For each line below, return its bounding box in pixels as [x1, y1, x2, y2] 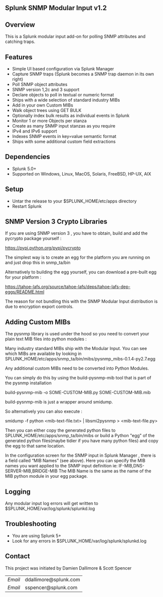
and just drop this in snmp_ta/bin [5, 260, 71, 265]
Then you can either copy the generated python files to [5, 427, 116, 433]
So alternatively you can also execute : [5, 408, 83, 415]
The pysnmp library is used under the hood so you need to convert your [5, 331, 149, 337]
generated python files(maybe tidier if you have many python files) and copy [5, 438, 159, 444]
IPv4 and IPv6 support [12, 128, 57, 134]
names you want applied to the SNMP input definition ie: [5, 463, 118, 469]
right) [12, 76, 23, 82]
